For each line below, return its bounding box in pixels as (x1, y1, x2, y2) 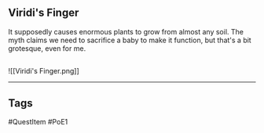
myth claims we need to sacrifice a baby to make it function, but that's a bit (8, 35, 251, 45)
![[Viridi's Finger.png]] (8, 66, 80, 76)
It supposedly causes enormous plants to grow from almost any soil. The (8, 27, 244, 36)
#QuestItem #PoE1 (8, 117, 68, 127)
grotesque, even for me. (8, 43, 86, 53)
